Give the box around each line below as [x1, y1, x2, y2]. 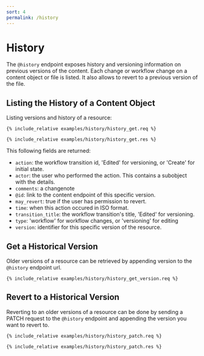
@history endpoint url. [6, 264, 62, 271]
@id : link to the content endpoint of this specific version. [15, 191, 156, 198]
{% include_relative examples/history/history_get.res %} [6, 136, 157, 143]
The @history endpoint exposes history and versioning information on [6, 61, 181, 68]
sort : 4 [6, 9, 26, 15]
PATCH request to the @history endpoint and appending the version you [6, 315, 187, 322]
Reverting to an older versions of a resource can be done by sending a [6, 308, 183, 315]
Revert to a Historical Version [6, 292, 120, 302]
